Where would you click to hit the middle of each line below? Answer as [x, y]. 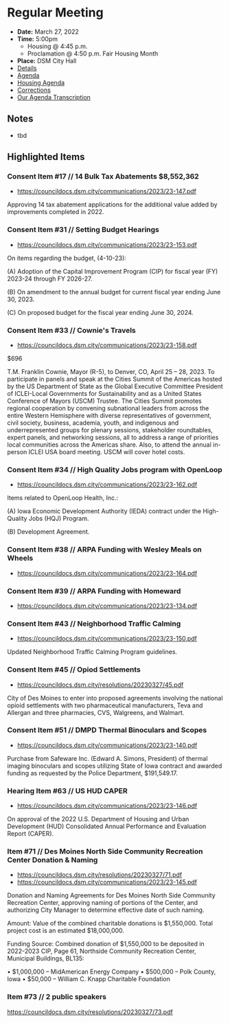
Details [27, 68]
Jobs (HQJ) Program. [59, 519]
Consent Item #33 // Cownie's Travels [71, 330]
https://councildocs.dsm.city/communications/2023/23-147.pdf [107, 191]
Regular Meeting [56, 13]
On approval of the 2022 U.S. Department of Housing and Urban [98, 819]
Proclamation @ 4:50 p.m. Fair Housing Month [93, 54]
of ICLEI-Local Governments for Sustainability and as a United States [104, 394]
